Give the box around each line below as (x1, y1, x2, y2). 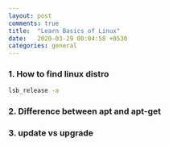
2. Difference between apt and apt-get (8, 106, 161, 117)
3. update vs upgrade (8, 127, 94, 139)
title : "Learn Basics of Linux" (8, 27, 121, 35)
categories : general (8, 42, 78, 50)
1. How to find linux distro (8, 69, 109, 80)
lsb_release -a (8, 86, 60, 95)
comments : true (8, 19, 60, 27)
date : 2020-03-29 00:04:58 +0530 (8, 34, 128, 43)
